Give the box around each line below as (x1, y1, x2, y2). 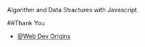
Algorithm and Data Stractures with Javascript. (7, 6, 139, 14)
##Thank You (7, 19, 45, 27)
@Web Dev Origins (16, 32, 71, 40)
